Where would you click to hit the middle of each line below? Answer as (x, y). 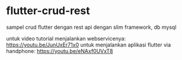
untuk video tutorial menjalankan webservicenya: (66, 38)
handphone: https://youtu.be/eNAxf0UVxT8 (60, 51)
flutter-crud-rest (48, 11)
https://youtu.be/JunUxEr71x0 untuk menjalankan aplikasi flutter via (89, 45)
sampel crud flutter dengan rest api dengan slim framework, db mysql (91, 27)
